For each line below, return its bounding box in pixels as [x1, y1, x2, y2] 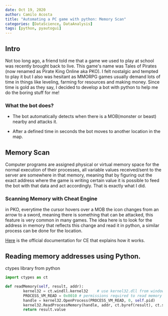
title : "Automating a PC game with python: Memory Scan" [5, 16, 126, 21]
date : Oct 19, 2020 [5, 7, 46, 12]
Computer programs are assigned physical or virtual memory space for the [5, 161, 159, 167]
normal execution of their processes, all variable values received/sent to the [5, 167, 161, 173]
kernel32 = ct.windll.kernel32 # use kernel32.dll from [23, 288, 149, 293]
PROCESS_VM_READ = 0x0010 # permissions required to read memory [23, 293, 162, 298]
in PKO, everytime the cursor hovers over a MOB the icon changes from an [5, 206, 159, 212]
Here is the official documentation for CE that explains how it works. [5, 237, 145, 243]
